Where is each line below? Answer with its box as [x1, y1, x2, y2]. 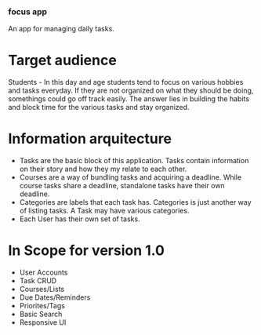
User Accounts [19, 268, 68, 277]
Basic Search [19, 309, 63, 319]
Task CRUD [19, 276, 57, 286]
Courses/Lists [19, 285, 65, 294]
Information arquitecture [8, 130, 172, 147]
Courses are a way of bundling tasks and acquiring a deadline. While [19, 173, 241, 182]
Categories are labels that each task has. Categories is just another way [19, 198, 252, 207]
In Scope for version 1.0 [8, 242, 165, 260]
